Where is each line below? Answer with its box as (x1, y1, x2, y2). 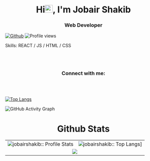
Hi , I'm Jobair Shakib (36, 4, 131, 15)
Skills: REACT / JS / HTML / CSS (5, 43, 71, 49)
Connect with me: (61, 70, 106, 77)
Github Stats (57, 123, 110, 134)
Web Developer (64, 22, 103, 29)
